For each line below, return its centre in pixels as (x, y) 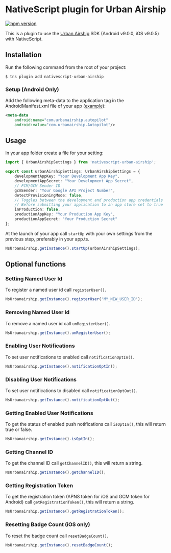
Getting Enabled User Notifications (49, 413)
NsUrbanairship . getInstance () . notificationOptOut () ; (63, 400)
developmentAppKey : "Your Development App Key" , (67, 176)
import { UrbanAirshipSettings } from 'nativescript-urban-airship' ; (81, 162)
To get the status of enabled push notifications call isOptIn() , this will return (86, 424)
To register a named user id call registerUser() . (56, 290)
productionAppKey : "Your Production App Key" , (65, 214)
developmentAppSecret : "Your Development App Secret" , (74, 181)
